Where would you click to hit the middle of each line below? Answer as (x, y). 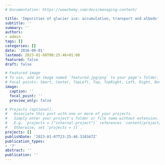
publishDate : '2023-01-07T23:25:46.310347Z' (51, 137)
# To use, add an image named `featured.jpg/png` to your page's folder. (82, 78)
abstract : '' (18, 150)
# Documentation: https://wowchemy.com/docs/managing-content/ (71, 10)
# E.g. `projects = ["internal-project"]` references (63, 123)
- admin (13, 37)
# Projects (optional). (29, 109)
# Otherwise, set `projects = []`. (44, 128)
